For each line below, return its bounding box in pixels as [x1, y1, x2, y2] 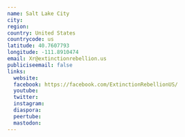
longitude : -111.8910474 [7, 49, 79, 56]
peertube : [13, 113, 42, 120]
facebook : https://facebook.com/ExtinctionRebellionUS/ [13, 81, 178, 88]
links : [7, 68, 26, 75]
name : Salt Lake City [7, 10, 70, 17]
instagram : [13, 100, 45, 107]
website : [13, 74, 39, 82]
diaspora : [13, 107, 42, 113]
